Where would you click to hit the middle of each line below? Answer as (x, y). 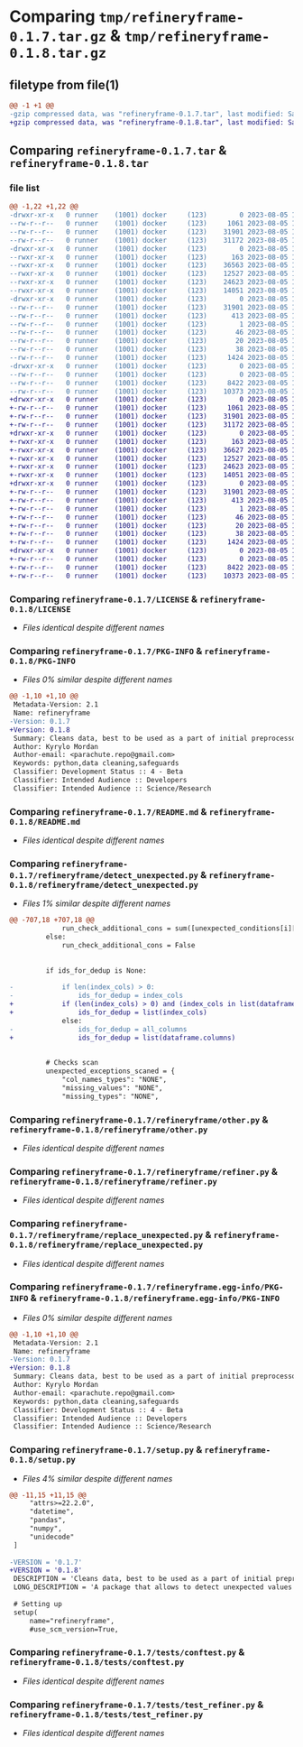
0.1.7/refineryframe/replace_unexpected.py (106, 1235)
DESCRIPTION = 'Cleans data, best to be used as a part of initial (142, 1579)
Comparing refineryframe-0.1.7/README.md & (108, 811)
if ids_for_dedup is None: (96, 971)
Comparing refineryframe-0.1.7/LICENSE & (104, 599)
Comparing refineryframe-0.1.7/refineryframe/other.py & (139, 1119)
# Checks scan (72, 1063)
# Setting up (38, 1604)
